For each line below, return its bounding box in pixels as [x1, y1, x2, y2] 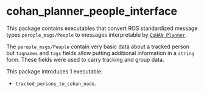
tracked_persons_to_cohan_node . [15, 80, 96, 87]
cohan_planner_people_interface [6, 4, 178, 18]
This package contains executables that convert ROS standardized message [6, 24, 198, 32]
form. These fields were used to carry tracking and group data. [6, 56, 164, 63]
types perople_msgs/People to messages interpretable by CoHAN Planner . [6, 31, 188, 38]
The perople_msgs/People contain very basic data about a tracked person [6, 43, 190, 50]
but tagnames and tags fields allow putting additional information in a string [6, 49, 195, 56]
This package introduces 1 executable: [6, 67, 103, 75]
